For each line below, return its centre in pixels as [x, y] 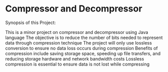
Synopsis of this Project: [31, 22]
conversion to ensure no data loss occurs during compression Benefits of [81, 48]
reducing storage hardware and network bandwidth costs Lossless [75, 58]
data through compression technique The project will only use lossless [79, 42]
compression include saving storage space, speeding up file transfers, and [83, 53]
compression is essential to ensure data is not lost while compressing [77, 64]
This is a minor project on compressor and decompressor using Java [77, 32]
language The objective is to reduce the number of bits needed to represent [84, 37]
